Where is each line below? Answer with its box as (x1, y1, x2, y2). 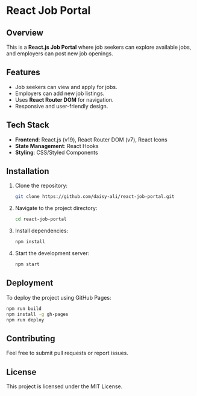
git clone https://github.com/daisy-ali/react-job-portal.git (14, 194, 175, 200)
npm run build (6, 305, 42, 312)
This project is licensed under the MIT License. (6, 383, 123, 390)
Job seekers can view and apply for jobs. (14, 83, 117, 90)
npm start (14, 261, 40, 268)
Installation (6, 166, 49, 176)
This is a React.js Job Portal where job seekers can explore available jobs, (6, 43, 192, 51)
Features (6, 67, 40, 78)
